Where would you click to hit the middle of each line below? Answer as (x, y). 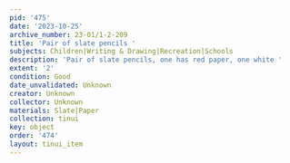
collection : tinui (44, 119)
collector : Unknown (46, 102)
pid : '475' (30, 18)
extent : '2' (32, 69)
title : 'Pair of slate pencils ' (73, 43)
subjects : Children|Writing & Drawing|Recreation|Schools (121, 52)
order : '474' (34, 136)
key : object (32, 128)
